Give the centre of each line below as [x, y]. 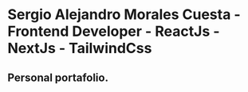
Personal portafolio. [58, 77]
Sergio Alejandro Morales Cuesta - [124, 15]
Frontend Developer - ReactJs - [114, 31]
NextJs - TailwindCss [80, 48]
